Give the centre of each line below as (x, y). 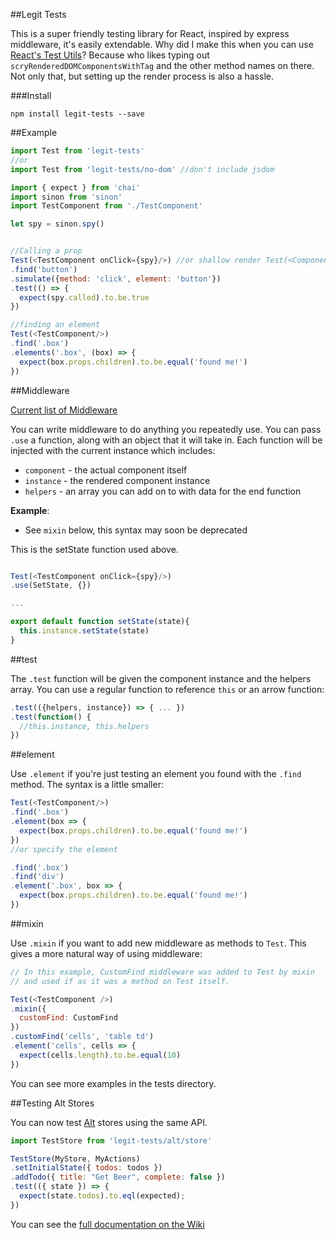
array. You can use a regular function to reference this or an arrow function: (167, 689)
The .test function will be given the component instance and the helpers (161, 678)
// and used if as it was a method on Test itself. (120, 981)
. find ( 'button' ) (44, 269)
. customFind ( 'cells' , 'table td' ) (82, 1037)
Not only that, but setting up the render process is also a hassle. (142, 76)
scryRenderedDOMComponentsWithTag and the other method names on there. (162, 65)
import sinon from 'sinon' (66, 197)
